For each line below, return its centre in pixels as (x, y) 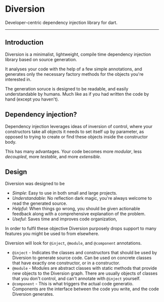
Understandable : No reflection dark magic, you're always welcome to (82, 198)
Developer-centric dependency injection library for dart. (61, 22)
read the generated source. (40, 203)
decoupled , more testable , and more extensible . (53, 156)
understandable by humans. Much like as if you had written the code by (77, 94)
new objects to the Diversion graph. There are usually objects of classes (85, 273)
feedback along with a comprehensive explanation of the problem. (79, 214)
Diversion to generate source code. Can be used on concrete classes (82, 258)
